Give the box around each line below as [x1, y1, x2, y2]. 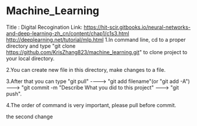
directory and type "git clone [6, 42, 76, 49]
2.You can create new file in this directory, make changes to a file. [6, 66, 166, 73]
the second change [6, 113, 53, 120]
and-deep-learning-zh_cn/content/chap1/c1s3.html [6, 29, 129, 37]
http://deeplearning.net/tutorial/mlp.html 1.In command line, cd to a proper [6, 36, 186, 43]
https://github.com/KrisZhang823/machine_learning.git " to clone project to [6, 48, 188, 55]
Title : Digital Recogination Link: [6, 24, 83, 31]
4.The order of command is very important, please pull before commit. [6, 101, 176, 108]
